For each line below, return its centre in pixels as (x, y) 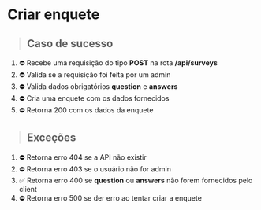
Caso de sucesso (70, 44)
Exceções (51, 138)
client (28, 189)
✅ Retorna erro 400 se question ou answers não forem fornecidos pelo (136, 180)
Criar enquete (54, 15)
